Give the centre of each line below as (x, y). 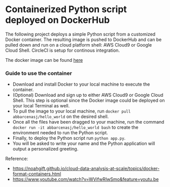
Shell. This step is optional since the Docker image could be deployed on (89, 100)
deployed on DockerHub (58, 20)
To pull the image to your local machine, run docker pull (72, 111)
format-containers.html (37, 174)
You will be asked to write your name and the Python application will (84, 143)
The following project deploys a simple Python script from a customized (80, 34)
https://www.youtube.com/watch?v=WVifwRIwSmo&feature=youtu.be (86, 179)
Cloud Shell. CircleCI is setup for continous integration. (63, 50)
